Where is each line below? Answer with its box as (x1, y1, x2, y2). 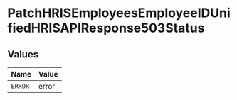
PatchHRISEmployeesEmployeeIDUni (7, 5, 231, 21)
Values (7, 48, 39, 60)
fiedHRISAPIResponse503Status (7, 20, 205, 36)
